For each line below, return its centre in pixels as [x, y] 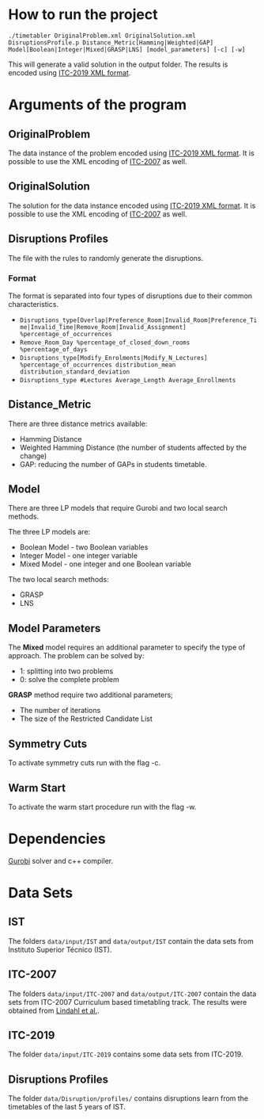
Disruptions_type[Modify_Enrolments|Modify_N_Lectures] [113, 358]
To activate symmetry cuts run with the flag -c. [84, 763]
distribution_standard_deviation [75, 372]
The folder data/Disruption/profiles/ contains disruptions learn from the [128, 1098]
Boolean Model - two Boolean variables [84, 547]
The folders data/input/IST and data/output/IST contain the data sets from [131, 941]
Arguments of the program [98, 105]
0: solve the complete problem [70, 680]
